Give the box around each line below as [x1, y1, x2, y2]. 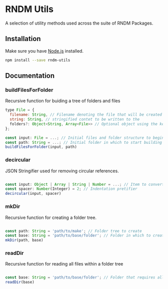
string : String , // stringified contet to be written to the [9, 117, 140, 122]
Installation [5, 35, 41, 43]
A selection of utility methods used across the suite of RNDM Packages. [5, 20, 153, 26]
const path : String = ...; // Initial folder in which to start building [5, 140, 162, 145]
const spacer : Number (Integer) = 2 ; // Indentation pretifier [5, 186, 137, 191]
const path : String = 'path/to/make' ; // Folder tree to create [5, 228, 142, 233]
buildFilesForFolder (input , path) [5, 144, 77, 150]
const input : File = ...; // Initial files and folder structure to [5, 135, 151, 140]
